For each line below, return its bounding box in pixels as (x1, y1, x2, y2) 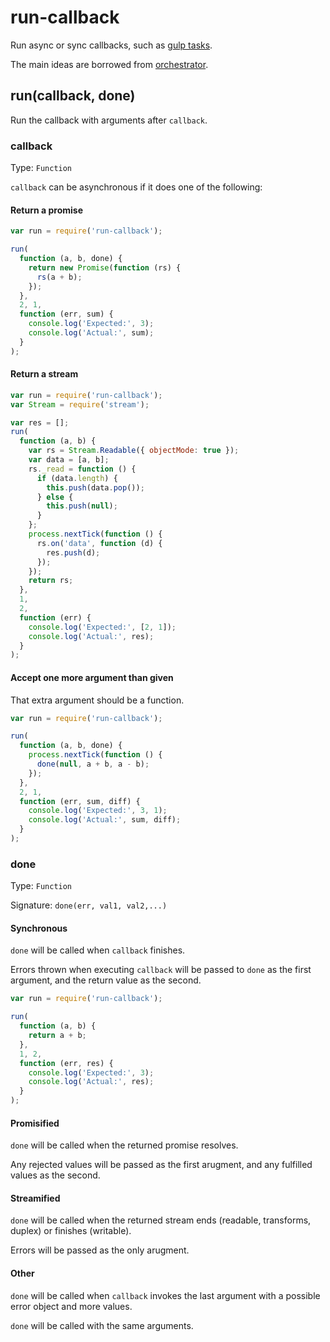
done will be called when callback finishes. (10, 944, 186, 956)
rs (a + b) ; (36, 272, 83, 282)
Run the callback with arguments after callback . (10, 114, 208, 126)
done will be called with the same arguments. (10, 1319, 194, 1331)
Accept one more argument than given (10, 671, 174, 683)
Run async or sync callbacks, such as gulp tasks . (10, 39, 213, 51)
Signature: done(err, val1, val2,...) (10, 899, 168, 911)
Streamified (10, 1192, 61, 1204)
